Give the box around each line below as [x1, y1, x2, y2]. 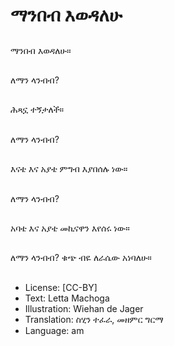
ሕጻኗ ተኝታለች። [10, 104, 65, 116]
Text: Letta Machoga [24, 292, 110, 304]
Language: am [24, 324, 85, 336]
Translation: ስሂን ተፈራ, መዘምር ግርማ [24, 313, 164, 325]
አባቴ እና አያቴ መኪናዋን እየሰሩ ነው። [10, 222, 130, 234]
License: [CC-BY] [24, 281, 98, 293]
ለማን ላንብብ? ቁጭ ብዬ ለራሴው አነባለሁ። [10, 252, 152, 264]
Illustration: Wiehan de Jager [24, 302, 144, 314]
